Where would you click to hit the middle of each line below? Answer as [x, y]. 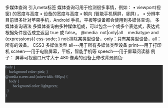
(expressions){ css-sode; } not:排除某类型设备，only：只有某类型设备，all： [83, 39]
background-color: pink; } [29, 72]
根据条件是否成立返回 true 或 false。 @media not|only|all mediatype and [82, 32]
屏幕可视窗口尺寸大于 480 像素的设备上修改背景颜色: [69, 58]
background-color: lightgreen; [35, 86]
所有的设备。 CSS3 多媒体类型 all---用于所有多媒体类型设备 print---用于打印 [83, 45]
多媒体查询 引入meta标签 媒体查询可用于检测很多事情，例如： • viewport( [81, 7]
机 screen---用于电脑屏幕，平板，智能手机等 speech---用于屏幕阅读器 [77, 51]
